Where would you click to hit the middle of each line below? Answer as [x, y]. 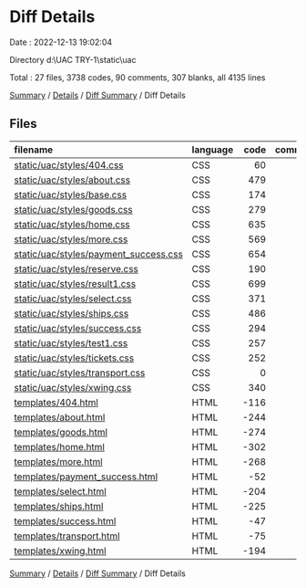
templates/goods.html [61, 432]
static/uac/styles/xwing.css [73, 387]
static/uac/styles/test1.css [71, 342]
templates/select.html [60, 491]
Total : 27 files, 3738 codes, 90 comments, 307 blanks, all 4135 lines [138, 77]
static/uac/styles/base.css [71, 194]
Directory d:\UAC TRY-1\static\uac [73, 59]
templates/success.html [65, 520]
